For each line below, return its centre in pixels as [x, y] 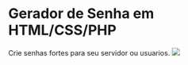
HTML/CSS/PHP [62, 30]
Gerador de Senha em [81, 14]
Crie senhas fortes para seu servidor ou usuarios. [89, 52]
